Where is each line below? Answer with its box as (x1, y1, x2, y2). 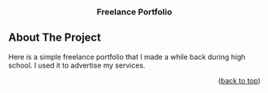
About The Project (8, 31, 102, 45)
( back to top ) (218, 76, 261, 85)
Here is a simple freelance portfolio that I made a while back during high (8, 52, 246, 61)
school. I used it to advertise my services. (8, 60, 146, 70)
